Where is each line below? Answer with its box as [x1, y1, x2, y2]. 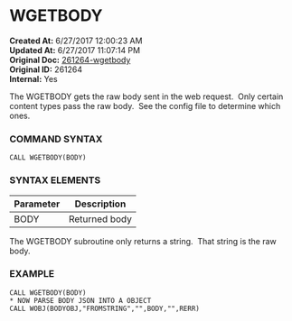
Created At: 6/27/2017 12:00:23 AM [9, 35, 143, 46]
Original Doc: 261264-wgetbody [9, 54, 131, 65]
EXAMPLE [9, 268, 55, 280]
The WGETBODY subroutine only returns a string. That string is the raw [9, 235, 278, 246]
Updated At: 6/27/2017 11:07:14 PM [9, 44, 141, 55]
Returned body [68, 213, 133, 225]
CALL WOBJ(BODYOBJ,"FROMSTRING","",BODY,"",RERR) [9, 304, 201, 313]
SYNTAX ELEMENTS [9, 174, 101, 187]
